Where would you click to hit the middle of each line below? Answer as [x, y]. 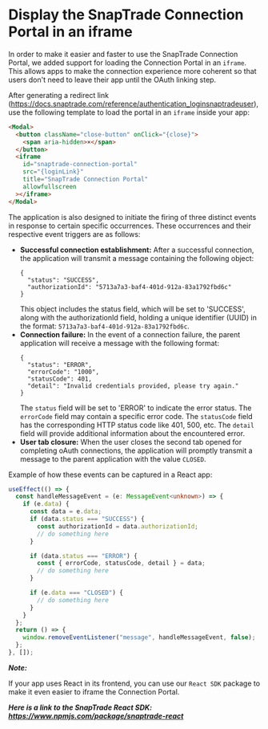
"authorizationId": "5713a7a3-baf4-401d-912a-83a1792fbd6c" [130, 287]
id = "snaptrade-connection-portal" [80, 165]
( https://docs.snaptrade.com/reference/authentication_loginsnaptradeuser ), [133, 104]
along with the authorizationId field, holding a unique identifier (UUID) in [138, 317]
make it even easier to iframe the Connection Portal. [94, 691]
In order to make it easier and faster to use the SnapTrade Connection [123, 54]
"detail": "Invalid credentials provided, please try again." [133, 386]
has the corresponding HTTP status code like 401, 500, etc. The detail [137, 425]
